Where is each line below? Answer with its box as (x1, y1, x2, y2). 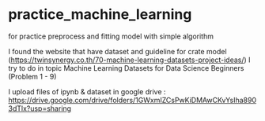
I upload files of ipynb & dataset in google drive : (8, 86, 166, 96)
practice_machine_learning (8, 5, 192, 24)
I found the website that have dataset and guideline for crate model (8, 46, 227, 56)
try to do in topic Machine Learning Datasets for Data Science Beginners (8, 63, 244, 72)
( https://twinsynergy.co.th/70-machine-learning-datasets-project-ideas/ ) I (8, 55, 251, 64)
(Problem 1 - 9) (8, 71, 57, 81)
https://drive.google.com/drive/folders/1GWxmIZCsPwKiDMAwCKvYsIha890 (8, 95, 257, 104)
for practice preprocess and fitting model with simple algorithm (8, 31, 214, 41)
